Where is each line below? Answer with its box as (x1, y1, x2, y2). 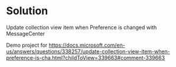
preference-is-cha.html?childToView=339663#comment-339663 (6, 54, 165, 61)
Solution (6, 4, 48, 18)
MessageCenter (6, 30, 45, 37)
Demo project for (6, 42, 48, 49)
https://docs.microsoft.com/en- (48, 42, 125, 49)
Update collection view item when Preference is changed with (6, 24, 157, 31)
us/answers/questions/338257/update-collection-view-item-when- (6, 47, 170, 55)
